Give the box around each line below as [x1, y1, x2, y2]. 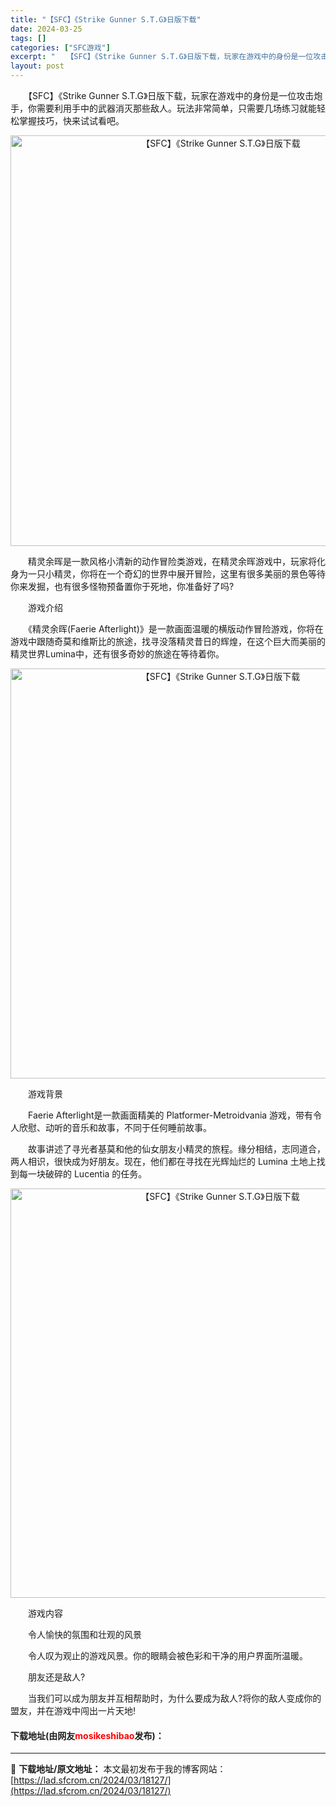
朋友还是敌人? [27, 1671, 86, 1683]
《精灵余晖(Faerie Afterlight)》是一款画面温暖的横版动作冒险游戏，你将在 [27, 623, 324, 635]
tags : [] [10, 33, 47, 43]
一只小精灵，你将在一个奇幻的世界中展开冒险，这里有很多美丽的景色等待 [27, 568, 326, 580]
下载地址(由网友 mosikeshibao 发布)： [10, 1729, 165, 1741]
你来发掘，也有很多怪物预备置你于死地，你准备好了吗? [10, 581, 235, 592]
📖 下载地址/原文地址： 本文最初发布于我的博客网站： [10, 1763, 227, 1775]
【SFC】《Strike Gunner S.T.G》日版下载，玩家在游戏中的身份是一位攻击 [27, 90, 315, 101]
